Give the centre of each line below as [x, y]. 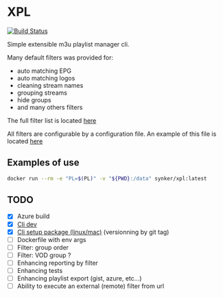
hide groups [34, 99]
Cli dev [27, 224]
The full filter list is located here [52, 120]
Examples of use [43, 163]
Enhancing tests [40, 270]
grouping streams [42, 93]
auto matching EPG [44, 71]
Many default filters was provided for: [60, 57]
